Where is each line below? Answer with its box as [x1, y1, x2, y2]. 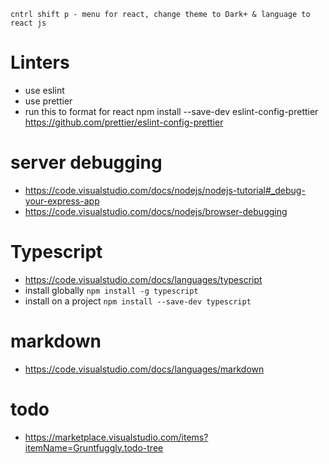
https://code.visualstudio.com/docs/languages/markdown [24, 363, 265, 375]
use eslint [24, 84, 65, 96]
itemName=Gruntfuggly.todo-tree [24, 441, 164, 454]
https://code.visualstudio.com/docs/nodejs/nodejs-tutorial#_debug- [24, 184, 306, 196]
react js [10, 18, 47, 28]
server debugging [10, 151, 163, 174]
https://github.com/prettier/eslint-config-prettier [24, 116, 224, 128]
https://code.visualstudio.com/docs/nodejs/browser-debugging [24, 205, 288, 217]
